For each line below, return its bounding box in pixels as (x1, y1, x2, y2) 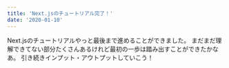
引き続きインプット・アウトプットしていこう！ (20, 53, 154, 62)
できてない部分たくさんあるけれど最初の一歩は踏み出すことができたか (12, 45, 212, 53)
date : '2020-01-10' (7, 16, 63, 23)
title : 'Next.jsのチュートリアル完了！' (7, 10, 114, 17)
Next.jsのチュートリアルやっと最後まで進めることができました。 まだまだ (7, 36, 216, 45)
